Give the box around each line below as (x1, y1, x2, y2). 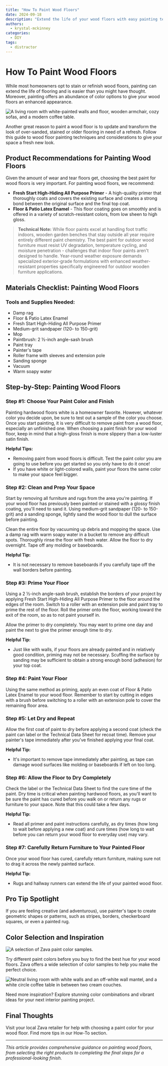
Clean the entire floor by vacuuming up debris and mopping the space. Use (5, 526, 161, 532)
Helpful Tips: (5, 445, 33, 451)
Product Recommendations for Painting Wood (5, 154, 151, 162)
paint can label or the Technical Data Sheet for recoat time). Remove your (5, 731, 157, 737)
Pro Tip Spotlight (5, 895, 59, 903)
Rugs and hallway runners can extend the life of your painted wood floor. (12, 880, 163, 886)
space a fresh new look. (5, 139, 55, 145)
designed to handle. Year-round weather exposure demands (17, 253, 142, 259)
